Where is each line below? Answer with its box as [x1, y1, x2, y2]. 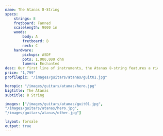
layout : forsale [5, 119, 38, 124]
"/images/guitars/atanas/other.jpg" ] [5, 110, 81, 116]
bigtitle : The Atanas [5, 88, 49, 93]
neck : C [22, 43, 38, 48]
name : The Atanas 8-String [5, 7, 60, 12]
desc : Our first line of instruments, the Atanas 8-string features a [5, 66, 151, 71]
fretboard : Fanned [14, 20, 51, 26]
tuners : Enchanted [22, 61, 60, 66]
